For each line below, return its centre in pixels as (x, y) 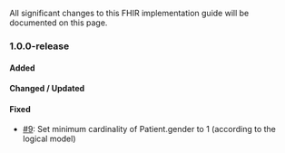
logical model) (49, 139)
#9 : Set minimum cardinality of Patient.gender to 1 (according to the (149, 129)
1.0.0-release (39, 46)
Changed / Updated (47, 89)
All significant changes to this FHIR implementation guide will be (129, 13)
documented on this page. (59, 23)
